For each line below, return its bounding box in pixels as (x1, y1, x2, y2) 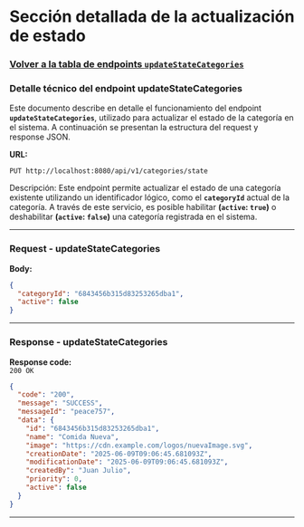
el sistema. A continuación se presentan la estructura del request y (9, 122, 259, 133)
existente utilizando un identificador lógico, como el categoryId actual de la (9, 192, 290, 203)
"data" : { (17, 416, 54, 425)
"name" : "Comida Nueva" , (25, 432, 119, 441)
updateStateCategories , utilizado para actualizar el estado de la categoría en (9, 112, 294, 123)
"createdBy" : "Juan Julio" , (25, 466, 131, 475)
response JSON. (9, 131, 71, 142)
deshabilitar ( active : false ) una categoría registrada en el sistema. (9, 211, 258, 223)
